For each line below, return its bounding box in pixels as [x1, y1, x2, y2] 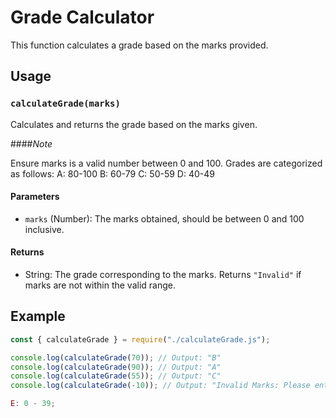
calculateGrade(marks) [10, 98, 121, 110]
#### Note [10, 137, 53, 150]
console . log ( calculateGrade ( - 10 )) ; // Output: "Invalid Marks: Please [10, 381, 311, 391]
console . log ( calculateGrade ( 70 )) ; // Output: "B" [10, 352, 222, 363]
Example [10, 308, 66, 325]
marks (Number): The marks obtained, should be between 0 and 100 [24, 212, 305, 225]
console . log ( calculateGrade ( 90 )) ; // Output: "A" [10, 362, 222, 372]
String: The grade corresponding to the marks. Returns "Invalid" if [24, 269, 302, 281]
